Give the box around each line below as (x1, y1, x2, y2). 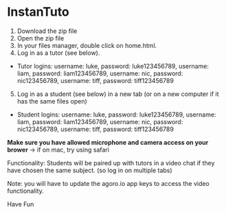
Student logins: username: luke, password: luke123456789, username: (16, 110, 216, 119)
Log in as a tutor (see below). (16, 49, 100, 57)
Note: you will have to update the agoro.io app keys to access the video (7, 179, 210, 187)
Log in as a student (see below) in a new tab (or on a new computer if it (16, 90, 219, 98)
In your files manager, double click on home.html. (16, 41, 157, 49)
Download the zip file (16, 27, 78, 35)
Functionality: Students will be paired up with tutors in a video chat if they (7, 158, 215, 167)
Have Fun (7, 200, 34, 208)
